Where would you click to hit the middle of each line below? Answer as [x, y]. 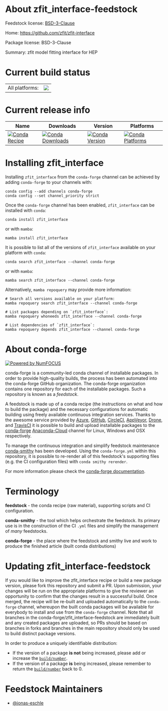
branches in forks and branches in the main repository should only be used [82, 628]
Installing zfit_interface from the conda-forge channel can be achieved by [82, 177]
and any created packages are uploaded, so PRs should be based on [76, 623]
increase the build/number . [40, 658]
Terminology [32, 491]
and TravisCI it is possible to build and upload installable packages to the [80, 425]
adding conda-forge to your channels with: [49, 182]
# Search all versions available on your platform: [60, 299]
